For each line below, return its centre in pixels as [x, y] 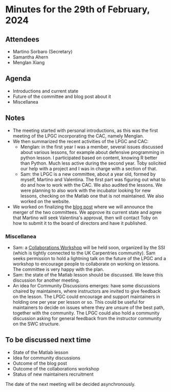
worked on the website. [45, 201]
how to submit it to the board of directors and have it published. [80, 223]
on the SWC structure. [36, 324]
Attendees [22, 39]
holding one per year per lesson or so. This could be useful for [79, 302]
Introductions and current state [45, 91]
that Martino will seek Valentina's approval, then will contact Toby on [85, 218]
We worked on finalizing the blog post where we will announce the [83, 207]
